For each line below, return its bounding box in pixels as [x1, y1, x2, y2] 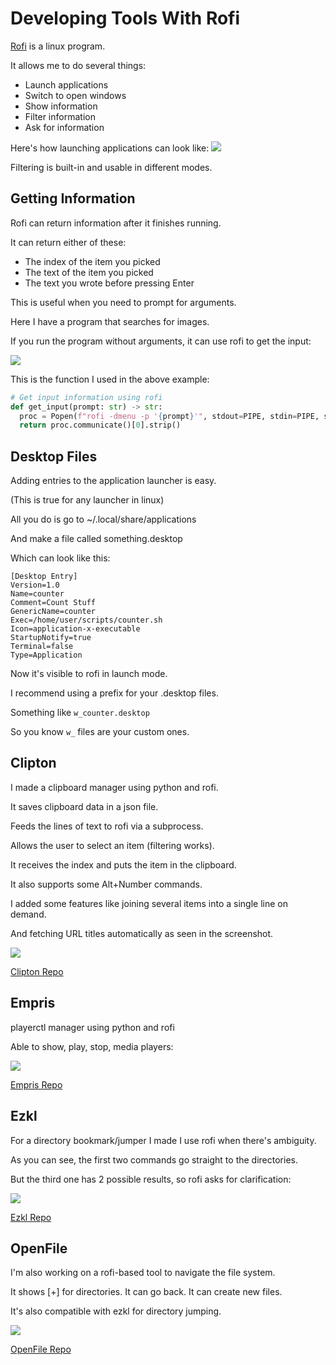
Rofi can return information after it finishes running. [10, 217, 222, 229]
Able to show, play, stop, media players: [10, 1040, 174, 1052]
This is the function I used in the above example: [10, 373, 210, 385]
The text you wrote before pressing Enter [24, 277, 195, 289]
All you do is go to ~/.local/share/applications [10, 513, 197, 526]
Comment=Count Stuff [10, 598, 97, 608]
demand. [10, 908, 47, 920]
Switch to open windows [24, 89, 127, 101]
